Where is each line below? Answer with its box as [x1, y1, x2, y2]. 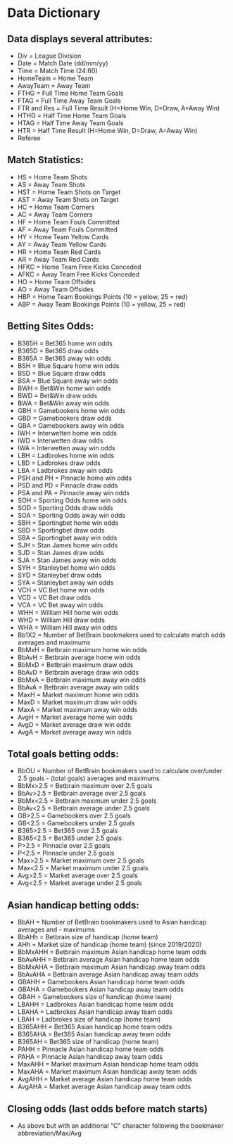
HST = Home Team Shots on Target [17, 188, 121, 196]
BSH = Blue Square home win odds [17, 361, 120, 370]
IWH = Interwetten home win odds [17, 428, 118, 437]
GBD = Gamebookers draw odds [17, 414, 112, 422]
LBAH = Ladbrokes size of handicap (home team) [17, 1015, 161, 1024]
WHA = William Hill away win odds [17, 623, 118, 631]
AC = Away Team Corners [17, 210, 93, 219]
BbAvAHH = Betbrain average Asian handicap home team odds [17, 955, 200, 964]
